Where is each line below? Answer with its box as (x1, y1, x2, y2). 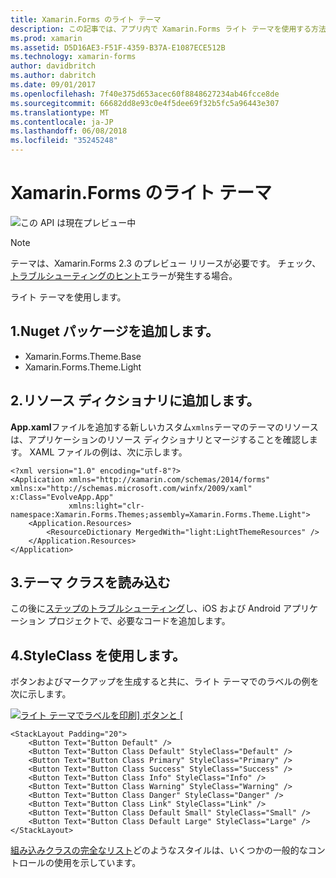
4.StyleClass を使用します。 (10, 647, 187, 664)
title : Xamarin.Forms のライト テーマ (10, 14, 162, 25)
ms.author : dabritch (10, 71, 97, 81)
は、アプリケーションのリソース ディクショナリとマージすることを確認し (10, 433, 310, 445)
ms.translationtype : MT (10, 107, 110, 118)
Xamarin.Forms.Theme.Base (24, 350, 142, 362)
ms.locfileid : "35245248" (10, 136, 118, 146)
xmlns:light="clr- (68, 501, 145, 511)
